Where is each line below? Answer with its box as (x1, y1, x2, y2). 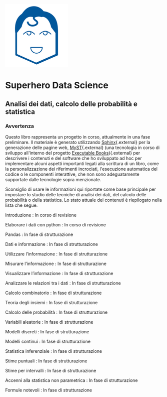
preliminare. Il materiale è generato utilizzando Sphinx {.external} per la (5, 139, 150, 145)
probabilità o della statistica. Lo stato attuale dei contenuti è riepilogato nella (5, 197, 162, 203)
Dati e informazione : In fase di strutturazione (5, 241, 98, 247)
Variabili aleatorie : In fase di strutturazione (5, 319, 93, 325)
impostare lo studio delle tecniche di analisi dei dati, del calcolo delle (5, 191, 146, 197)
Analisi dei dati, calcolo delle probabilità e (5, 99, 137, 108)
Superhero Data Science (5, 80, 108, 91)
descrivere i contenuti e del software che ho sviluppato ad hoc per (5, 155, 142, 161)
